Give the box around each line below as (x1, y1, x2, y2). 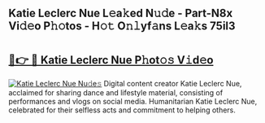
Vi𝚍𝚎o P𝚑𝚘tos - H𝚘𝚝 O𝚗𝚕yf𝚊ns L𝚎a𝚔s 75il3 (8, 20, 236, 33)
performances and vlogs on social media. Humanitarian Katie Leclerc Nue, (8, 97, 258, 106)
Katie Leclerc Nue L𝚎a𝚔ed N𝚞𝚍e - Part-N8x (8, 7, 233, 20)
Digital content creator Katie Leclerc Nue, (103, 79, 242, 88)
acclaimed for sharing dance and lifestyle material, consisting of (8, 88, 224, 97)
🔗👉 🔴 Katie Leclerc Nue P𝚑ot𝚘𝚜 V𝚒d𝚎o (8, 53, 214, 67)
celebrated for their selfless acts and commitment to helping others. (8, 105, 236, 115)
